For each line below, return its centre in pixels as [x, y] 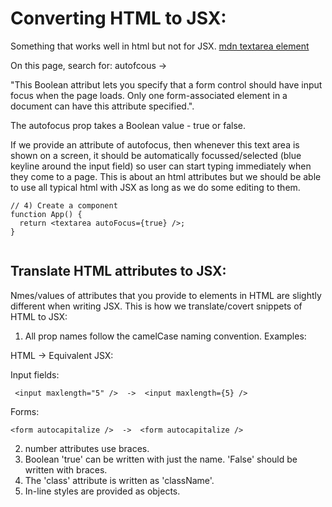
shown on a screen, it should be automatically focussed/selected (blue [156, 155]
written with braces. [66, 469]
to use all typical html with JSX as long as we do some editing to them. [155, 187]
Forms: [25, 411]
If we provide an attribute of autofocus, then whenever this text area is [155, 144]
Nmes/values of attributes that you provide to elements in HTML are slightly [166, 295]
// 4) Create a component [64, 205]
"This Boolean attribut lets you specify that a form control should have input [166, 84]
